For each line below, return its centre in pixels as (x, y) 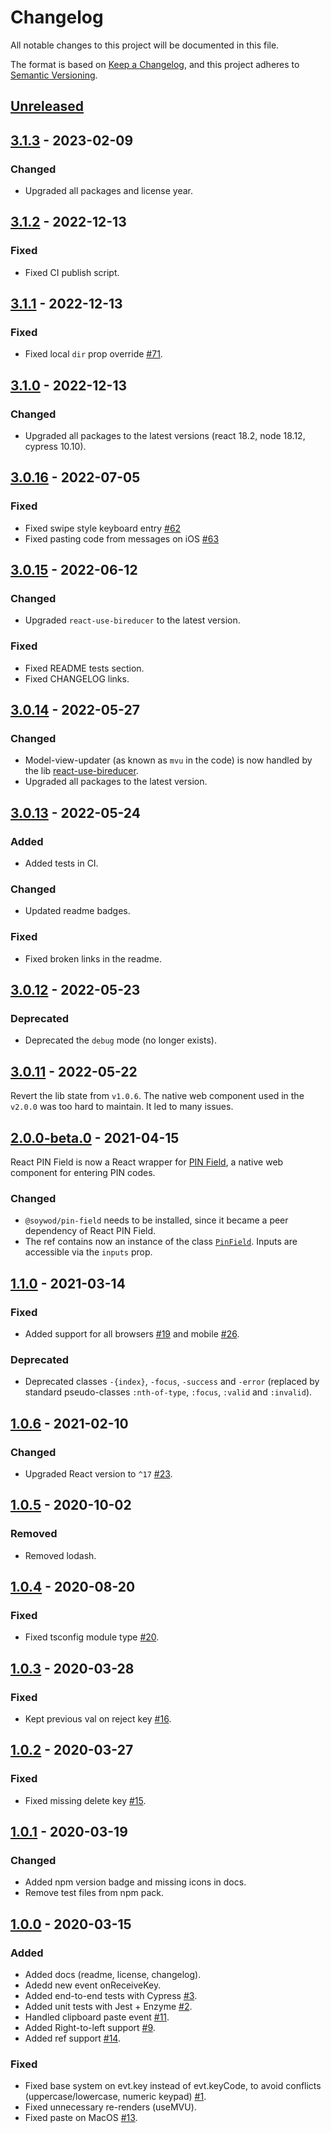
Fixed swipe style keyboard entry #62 (103, 528)
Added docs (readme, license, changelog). (113, 1975)
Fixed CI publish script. (72, 272)
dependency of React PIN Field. (90, 1231)
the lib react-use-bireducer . (81, 771)
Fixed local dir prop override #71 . (93, 354)
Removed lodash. (60, 1555)
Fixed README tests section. (84, 668)
